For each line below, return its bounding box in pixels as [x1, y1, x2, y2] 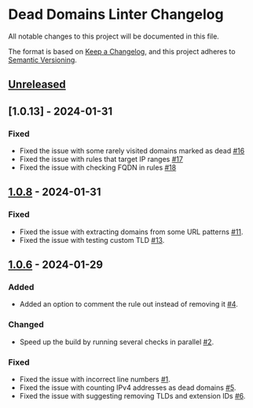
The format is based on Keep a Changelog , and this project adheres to [8, 46, 236, 56]
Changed [8, 319, 45, 330]
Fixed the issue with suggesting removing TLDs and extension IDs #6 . [19, 391, 246, 400]
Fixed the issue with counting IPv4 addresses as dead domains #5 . [19, 383, 236, 392]
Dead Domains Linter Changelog [8, 6, 224, 24]
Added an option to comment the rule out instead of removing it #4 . [19, 300, 238, 309]
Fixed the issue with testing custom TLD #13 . [19, 235, 165, 244]
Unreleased [8, 78, 67, 91]
